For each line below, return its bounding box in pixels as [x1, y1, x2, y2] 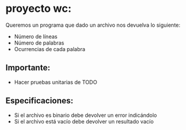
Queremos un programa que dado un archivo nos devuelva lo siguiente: [5, 21, 181, 28]
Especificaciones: [5, 96, 73, 106]
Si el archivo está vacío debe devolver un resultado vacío [14, 118, 154, 125]
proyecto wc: [5, 2, 72, 15]
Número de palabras [14, 39, 65, 46]
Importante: [5, 63, 51, 73]
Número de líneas [14, 33, 57, 40]
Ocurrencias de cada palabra [14, 45, 85, 52]
